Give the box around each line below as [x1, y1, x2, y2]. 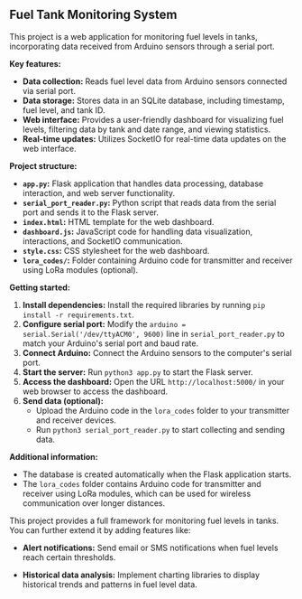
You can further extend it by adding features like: [9, 524, 191, 536]
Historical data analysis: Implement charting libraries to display [22, 569, 260, 580]
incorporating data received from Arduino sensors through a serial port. [9, 41, 275, 51]
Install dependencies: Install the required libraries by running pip [22, 299, 266, 310]
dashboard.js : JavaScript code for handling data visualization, [22, 226, 253, 237]
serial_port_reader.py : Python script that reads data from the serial [22, 197, 277, 208]
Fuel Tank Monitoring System [9, 7, 178, 23]
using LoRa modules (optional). [22, 264, 139, 275]
